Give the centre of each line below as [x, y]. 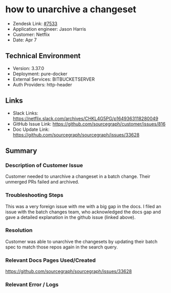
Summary [21, 151]
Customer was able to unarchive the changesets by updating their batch [81, 241]
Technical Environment [43, 56]
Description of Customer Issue [44, 165]
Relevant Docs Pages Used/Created [51, 260]
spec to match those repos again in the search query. [61, 247]
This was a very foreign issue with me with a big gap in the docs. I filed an [83, 206]
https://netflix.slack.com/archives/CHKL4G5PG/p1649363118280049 [85, 118]
